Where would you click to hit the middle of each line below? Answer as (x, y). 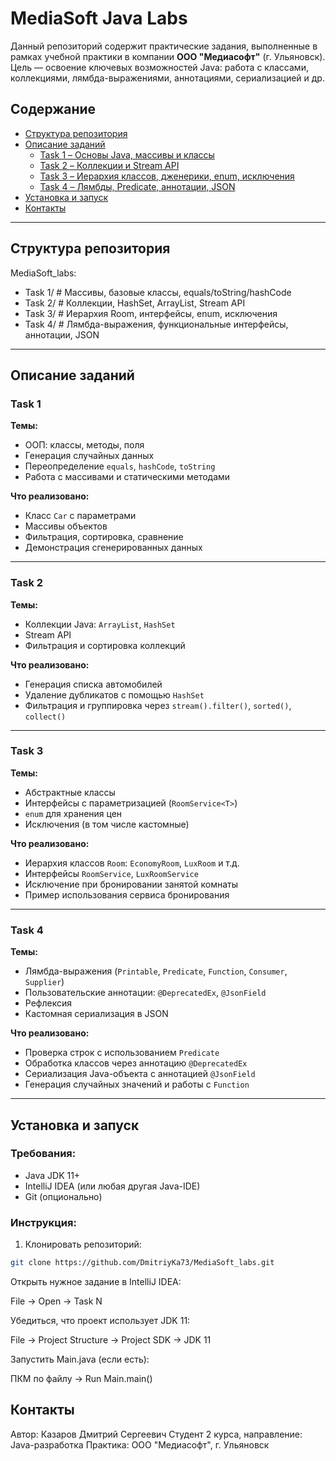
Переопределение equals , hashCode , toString (120, 466)
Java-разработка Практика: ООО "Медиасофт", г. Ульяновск (140, 1444)
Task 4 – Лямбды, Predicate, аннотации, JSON (137, 186)
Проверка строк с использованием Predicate (122, 1053)
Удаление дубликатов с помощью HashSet (114, 694)
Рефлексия (48, 1003)
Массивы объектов (66, 526)
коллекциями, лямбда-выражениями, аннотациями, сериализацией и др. (167, 78)
